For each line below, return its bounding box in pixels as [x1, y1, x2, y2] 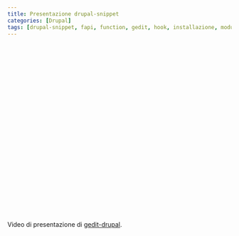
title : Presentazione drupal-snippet [7, 10, 119, 18]
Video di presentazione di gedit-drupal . [7, 220, 122, 229]
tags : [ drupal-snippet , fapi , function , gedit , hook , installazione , [7, 23, 218, 31]
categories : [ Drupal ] [7, 17, 72, 24]
